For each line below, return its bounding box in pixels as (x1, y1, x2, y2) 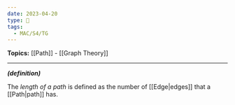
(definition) (7, 69, 41, 78)
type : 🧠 (7, 17, 30, 24)
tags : (7, 23, 23, 30)
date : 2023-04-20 (7, 10, 58, 17)
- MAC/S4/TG (13, 29, 49, 37)
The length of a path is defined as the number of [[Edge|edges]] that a (7, 83, 211, 91)
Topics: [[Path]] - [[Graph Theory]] (7, 49, 108, 57)
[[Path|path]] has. (7, 90, 58, 99)
